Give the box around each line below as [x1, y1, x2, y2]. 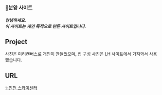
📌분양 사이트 [5, 4, 33, 11]
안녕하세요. [5, 17, 27, 23]
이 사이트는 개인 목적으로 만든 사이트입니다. [5, 23, 86, 29]
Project [5, 37, 28, 46]
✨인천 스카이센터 [5, 85, 37, 91]
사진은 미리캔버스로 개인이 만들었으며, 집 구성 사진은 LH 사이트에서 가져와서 [5, 51, 148, 57]
